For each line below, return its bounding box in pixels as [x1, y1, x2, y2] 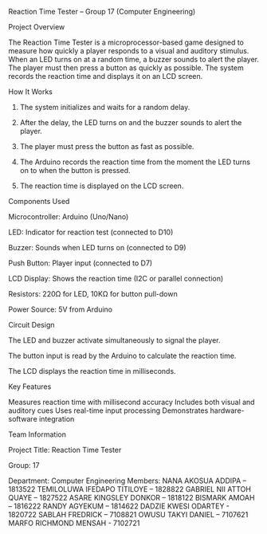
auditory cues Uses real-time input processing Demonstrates [8, 406, 209, 415]
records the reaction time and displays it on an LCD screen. [8, 72, 203, 80]
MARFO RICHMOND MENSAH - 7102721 [8, 518, 140, 528]
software [8, 414, 37, 423]
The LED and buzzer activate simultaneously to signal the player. [8, 336, 221, 345]
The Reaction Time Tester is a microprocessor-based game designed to [8, 37, 245, 47]
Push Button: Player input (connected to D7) [8, 258, 153, 268]
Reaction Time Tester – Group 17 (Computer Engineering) [8, 7, 196, 16]
